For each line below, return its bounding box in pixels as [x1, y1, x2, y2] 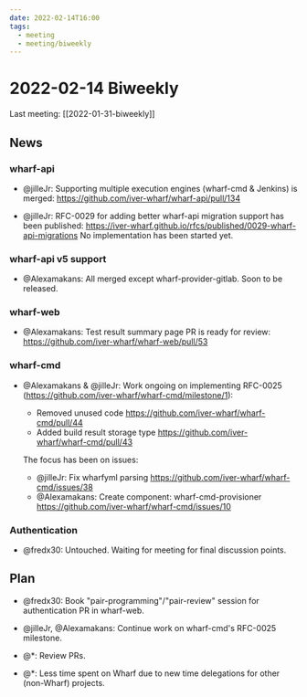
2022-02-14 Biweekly [9, 79, 180, 99]
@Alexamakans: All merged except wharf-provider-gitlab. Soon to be [22, 273, 283, 284]
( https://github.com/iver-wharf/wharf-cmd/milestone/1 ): [22, 389, 234, 400]
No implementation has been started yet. [79, 229, 234, 240]
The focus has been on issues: [22, 454, 139, 465]
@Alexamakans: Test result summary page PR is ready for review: [22, 326, 271, 338]
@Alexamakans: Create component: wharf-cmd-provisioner [36, 491, 262, 502]
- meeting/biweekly [17, 38, 92, 48]
